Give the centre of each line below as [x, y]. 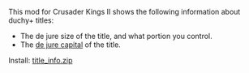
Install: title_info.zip [41, 60]
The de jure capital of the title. [71, 45]
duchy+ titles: [31, 20]
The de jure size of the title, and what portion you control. [116, 36]
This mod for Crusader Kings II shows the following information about [124, 12]
